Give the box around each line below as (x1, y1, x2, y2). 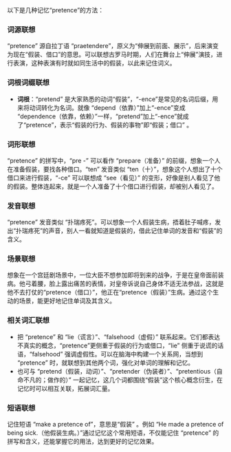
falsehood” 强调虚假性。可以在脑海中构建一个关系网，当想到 (32, 349, 203, 358)
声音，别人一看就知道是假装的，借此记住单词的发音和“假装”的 (48, 226, 223, 235)
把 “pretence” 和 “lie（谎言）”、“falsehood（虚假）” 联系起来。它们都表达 (16, 332, 221, 341)
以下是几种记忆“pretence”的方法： (7, 6, 104, 14)
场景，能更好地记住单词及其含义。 (19, 297, 115, 305)
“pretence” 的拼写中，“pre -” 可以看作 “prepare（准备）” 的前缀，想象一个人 (7, 156, 221, 164)
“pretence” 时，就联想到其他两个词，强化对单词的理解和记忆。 (16, 358, 195, 367)
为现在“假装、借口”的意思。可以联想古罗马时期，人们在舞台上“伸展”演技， (7, 50, 217, 58)
